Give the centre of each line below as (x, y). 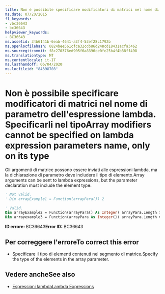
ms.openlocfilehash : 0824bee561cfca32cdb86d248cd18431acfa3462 (71, 46)
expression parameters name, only (78, 146)
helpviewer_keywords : (27, 32)
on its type (27, 156)
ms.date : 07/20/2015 (26, 14)
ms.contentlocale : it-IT (30, 60)
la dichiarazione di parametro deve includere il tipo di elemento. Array (75, 175)
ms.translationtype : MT (29, 55)
